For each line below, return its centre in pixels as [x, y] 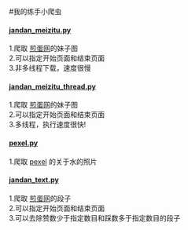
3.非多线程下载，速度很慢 [50, 68]
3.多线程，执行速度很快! [48, 125]
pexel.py [24, 143]
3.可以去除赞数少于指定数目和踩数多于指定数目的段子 [95, 217]
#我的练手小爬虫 [35, 11]
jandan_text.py [34, 180]
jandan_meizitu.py [40, 30]
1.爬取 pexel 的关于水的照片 [53, 161]
